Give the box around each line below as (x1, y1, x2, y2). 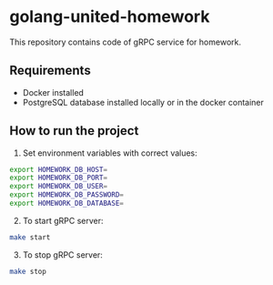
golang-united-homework (9, 6, 210, 27)
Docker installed (22, 87, 85, 97)
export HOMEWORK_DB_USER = (9, 182, 107, 191)
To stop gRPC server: (22, 249, 103, 260)
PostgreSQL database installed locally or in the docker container (22, 97, 264, 107)
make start (9, 232, 51, 242)
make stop (9, 267, 47, 276)
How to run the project (9, 123, 139, 138)
